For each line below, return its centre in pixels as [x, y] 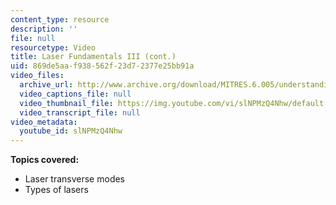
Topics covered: [45, 160]
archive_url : [46, 85]
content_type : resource [60, 19]
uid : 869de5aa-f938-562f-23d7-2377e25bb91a [102, 66]
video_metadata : [44, 122]
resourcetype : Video [53, 47]
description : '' [44, 29]
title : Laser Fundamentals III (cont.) [93, 57]
